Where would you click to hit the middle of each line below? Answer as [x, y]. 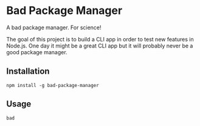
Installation [28, 72]
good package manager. [37, 52]
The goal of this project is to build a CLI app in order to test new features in [100, 39]
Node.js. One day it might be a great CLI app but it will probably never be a [100, 46]
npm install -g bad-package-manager [53, 85]
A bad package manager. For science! [54, 27]
